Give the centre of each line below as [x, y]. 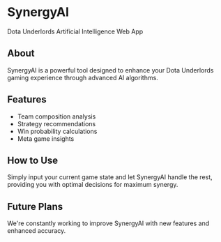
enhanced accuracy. [37, 231]
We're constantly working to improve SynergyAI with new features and [108, 223]
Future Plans [35, 206]
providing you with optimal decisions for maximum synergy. [93, 185]
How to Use [33, 160]
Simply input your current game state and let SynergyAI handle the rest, [110, 177]
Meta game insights [46, 138]
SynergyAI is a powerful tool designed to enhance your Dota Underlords [110, 70]
